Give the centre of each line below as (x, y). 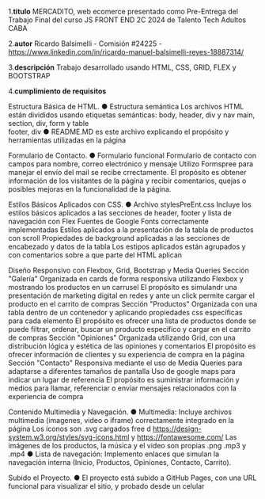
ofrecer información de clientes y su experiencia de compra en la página (127, 354)
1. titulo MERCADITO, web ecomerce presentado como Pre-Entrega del (123, 11)
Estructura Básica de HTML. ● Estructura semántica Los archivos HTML (126, 107)
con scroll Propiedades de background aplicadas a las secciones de (119, 238)
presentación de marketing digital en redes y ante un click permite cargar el (132, 295)
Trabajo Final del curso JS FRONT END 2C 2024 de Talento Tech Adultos (127, 20)
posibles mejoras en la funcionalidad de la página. (90, 189)
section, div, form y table (49, 123)
